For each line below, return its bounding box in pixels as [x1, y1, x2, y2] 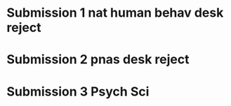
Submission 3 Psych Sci [6, 84, 150, 99]
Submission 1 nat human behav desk [6, 5, 224, 21]
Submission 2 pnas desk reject [6, 52, 190, 68]
